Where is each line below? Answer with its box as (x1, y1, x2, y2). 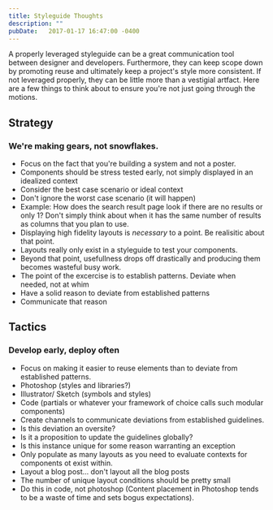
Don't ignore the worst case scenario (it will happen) (19, 193, 197, 203)
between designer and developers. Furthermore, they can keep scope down (8, 58, 263, 67)
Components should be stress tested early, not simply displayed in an (19, 167, 253, 177)
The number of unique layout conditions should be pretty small (19, 475, 232, 485)
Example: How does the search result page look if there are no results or (19, 202, 263, 212)
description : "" (8, 19, 63, 28)
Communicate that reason (19, 297, 107, 307)
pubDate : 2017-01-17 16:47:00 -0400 (8, 27, 140, 35)
